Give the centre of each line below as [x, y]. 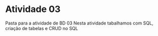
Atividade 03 [33, 9]
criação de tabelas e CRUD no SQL [42, 28]
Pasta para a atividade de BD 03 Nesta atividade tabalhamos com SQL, [79, 23]
